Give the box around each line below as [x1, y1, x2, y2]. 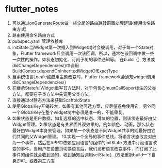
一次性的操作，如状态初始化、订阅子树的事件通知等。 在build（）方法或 [12, 56, 155, 62]
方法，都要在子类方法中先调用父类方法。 [12, 91, 93, 97]
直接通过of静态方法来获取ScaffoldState [12, 97, 91, 103]
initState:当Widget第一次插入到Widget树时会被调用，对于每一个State [12, 44, 149, 50]
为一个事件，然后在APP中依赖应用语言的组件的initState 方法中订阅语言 [12, 139, 153, 145]
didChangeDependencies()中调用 [12, 62, 79, 68]
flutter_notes [5, 3, 59, 15]
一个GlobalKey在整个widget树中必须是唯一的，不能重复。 [12, 109, 127, 115]
